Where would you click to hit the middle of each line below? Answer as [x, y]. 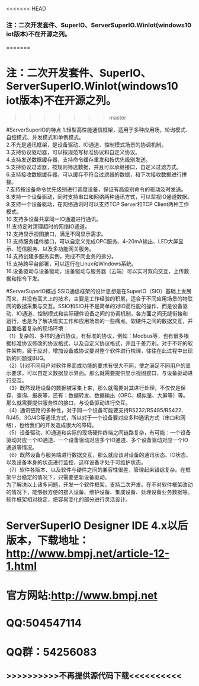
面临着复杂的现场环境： [40, 328]
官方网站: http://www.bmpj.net [82, 595]
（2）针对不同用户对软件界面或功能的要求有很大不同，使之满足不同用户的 [96, 366]
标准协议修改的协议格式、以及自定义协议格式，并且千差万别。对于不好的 [99, 343]
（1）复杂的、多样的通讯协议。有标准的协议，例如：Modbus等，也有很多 [95, 336]
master [118, 118]
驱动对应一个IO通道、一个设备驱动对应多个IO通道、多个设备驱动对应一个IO [97, 440]
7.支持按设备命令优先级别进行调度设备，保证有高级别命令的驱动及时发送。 [96, 189]
